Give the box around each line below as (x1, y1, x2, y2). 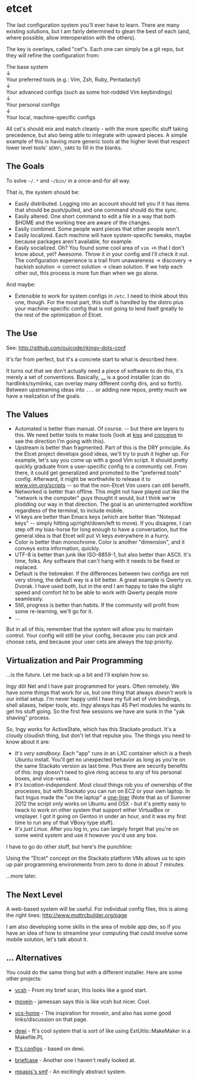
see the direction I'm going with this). (14, 438, 105, 445)
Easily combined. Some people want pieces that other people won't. (14, 225, 181, 232)
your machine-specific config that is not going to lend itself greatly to (14, 305, 184, 312)
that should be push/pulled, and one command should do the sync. (14, 206, 178, 213)
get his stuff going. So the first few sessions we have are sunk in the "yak (6, 708, 185, 715)
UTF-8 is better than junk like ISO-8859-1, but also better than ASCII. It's (14, 551, 191, 559)
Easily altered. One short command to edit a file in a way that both (14, 212, 176, 219)
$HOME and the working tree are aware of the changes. (14, 219, 151, 226)
